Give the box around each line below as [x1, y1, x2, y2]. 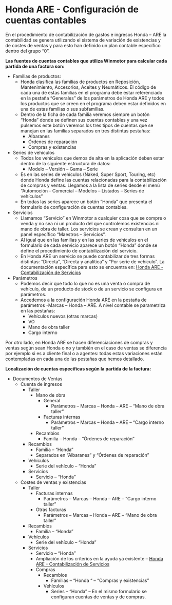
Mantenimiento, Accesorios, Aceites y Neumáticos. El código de [20, 84, 157, 90]
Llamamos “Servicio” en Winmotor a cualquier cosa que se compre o [20, 214, 166, 221]
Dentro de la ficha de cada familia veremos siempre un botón [20, 111, 150, 118]
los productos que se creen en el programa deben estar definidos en [20, 100, 166, 106]
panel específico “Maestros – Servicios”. [20, 231, 106, 237]
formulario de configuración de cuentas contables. [20, 204, 128, 210]
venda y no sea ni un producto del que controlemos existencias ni [20, 220, 160, 226]
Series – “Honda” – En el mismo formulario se [51, 588, 147, 594]
